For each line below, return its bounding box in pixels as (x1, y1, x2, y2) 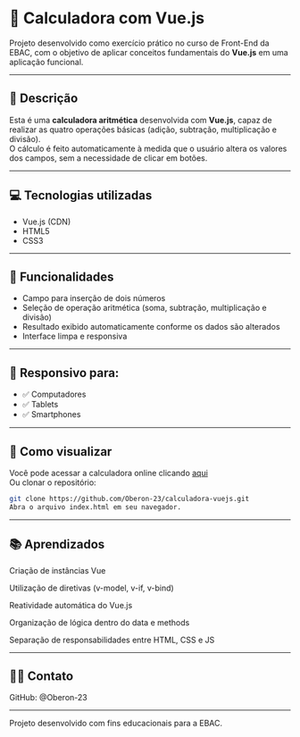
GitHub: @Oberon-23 (9, 692, 87, 703)
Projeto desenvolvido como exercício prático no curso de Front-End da (9, 38, 270, 48)
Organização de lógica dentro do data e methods (9, 616, 190, 628)
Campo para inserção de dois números (21, 293, 166, 304)
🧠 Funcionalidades (9, 269, 114, 284)
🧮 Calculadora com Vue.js (9, 8, 205, 29)
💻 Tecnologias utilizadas (9, 188, 153, 204)
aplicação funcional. (9, 56, 84, 67)
